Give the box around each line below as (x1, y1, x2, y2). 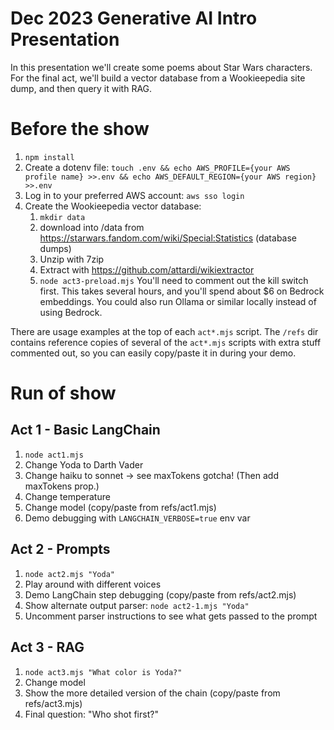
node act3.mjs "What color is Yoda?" (24, 667, 183, 677)
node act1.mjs (24, 450, 84, 460)
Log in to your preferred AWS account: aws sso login (24, 189, 245, 201)
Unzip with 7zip (39, 253, 105, 265)
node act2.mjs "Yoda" (24, 569, 115, 579)
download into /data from (39, 221, 145, 233)
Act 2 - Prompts (10, 541, 111, 558)
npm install (24, 152, 75, 162)
